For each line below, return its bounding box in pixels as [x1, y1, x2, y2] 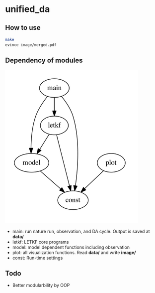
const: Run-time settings [12, 255, 63, 261]
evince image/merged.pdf [5, 42, 57, 47]
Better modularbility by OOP [12, 283, 70, 289]
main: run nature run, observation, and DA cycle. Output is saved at [12, 228, 150, 234]
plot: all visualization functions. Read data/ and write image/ [12, 249, 136, 255]
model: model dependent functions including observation [12, 244, 130, 250]
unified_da [5, 3, 50, 15]
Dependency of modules [5, 56, 83, 65]
